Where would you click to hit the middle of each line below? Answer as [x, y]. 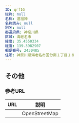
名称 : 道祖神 [16, 19]
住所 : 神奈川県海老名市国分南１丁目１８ [40, 55]
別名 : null [15, 28]
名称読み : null [19, 23]
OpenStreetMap [40, 114]
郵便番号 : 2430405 [22, 50]
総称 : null [15, 14]
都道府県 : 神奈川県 [22, 32]
